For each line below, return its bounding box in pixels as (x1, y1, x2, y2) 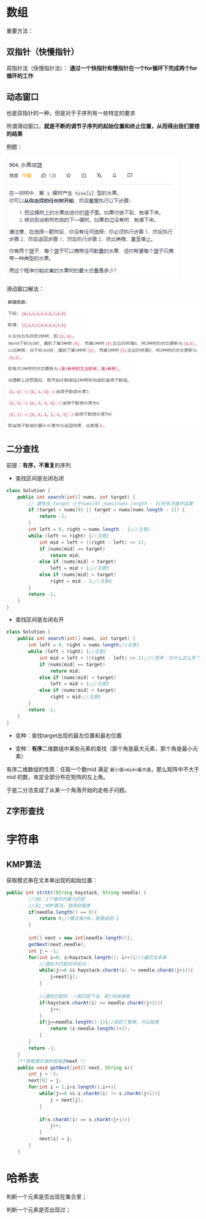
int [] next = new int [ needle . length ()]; (28, 935, 133, 941)
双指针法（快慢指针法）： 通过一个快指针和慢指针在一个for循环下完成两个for (6, 64, 198, 71)
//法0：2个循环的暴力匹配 (28, 896, 85, 902)
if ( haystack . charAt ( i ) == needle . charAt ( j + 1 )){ (39, 1000, 164, 1006)
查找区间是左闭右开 (15, 616, 64, 624)
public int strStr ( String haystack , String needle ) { (6, 889, 147, 896)
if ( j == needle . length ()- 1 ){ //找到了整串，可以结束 (39, 1019, 159, 1025)
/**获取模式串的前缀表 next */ (17, 1058, 86, 1064)
